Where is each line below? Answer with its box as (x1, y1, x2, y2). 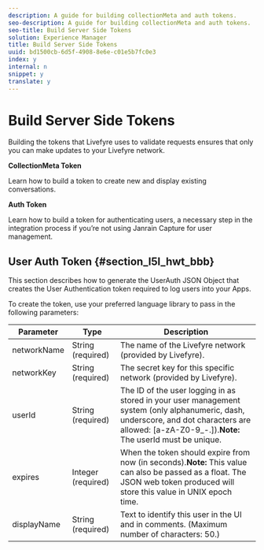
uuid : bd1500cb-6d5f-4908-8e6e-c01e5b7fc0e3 (8, 48, 156, 56)
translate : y (8, 77, 51, 85)
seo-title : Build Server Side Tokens (8, 26, 132, 34)
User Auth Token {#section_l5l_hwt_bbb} (8, 255, 214, 268)
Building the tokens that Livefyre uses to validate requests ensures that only (8, 137, 254, 147)
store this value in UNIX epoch (120, 486, 233, 497)
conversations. (8, 184, 57, 194)
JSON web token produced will (120, 477, 235, 488)
